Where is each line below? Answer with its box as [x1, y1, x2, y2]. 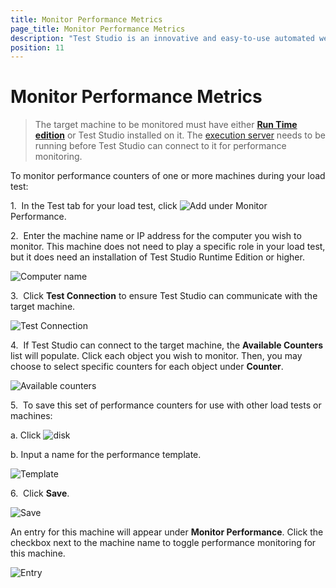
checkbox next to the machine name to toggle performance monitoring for [10, 537, 317, 549]
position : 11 [10, 42, 65, 53]
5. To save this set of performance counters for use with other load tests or [10, 399, 322, 411]
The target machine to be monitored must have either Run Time [34, 119, 298, 131]
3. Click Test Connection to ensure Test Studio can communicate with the [10, 290, 318, 302]
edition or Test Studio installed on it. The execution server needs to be [34, 129, 326, 141]
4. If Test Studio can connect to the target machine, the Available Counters [10, 339, 324, 351]
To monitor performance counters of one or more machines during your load [10, 170, 326, 182]
